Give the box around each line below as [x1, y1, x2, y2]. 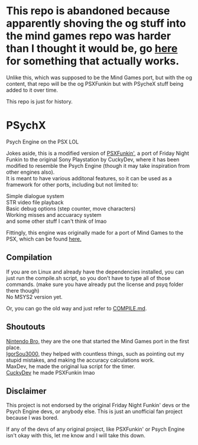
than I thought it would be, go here [6, 42, 178, 56]
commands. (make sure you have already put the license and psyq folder [6, 281, 184, 288]
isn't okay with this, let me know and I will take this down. [6, 432, 146, 439]
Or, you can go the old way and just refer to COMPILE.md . [6, 304, 147, 311]
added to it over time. [6, 86, 58, 93]
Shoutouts [6, 322, 46, 332]
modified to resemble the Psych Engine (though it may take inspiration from [6, 162, 190, 169]
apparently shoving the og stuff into [6, 17, 186, 30]
